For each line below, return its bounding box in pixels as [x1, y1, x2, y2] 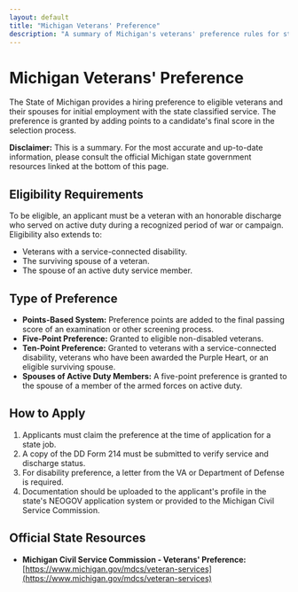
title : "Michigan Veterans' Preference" [9, 21, 161, 30]
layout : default [9, 12, 69, 22]
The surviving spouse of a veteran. [21, 256, 150, 267]
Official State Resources [9, 531, 146, 546]
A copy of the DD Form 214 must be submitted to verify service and [21, 448, 269, 459]
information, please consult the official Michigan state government [9, 152, 252, 162]
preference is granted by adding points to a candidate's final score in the [9, 116, 275, 127]
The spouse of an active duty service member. [21, 265, 193, 276]
